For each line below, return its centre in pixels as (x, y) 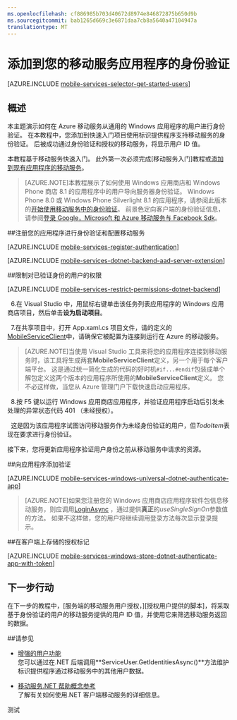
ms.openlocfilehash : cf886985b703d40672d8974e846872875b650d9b (102, 14)
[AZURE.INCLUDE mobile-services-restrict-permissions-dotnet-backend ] (114, 289)
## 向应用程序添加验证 (39, 464)
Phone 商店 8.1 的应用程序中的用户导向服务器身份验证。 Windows (120, 192)
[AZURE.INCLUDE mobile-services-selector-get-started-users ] (99, 84)
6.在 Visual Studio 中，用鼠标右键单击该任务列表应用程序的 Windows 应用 (117, 304)
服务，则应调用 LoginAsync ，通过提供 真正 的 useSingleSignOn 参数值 (129, 509)
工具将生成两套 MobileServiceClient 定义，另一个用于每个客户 (139, 360)
